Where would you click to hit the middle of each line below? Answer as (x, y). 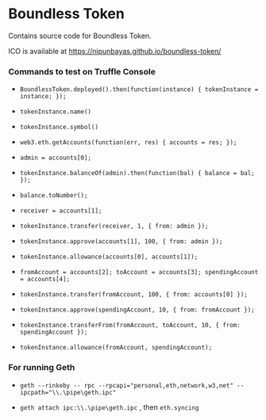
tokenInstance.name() (55, 112)
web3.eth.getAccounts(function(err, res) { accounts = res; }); (128, 143)
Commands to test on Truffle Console (82, 71)
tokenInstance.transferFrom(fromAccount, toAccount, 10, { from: (130, 326)
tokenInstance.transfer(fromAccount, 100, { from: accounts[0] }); (133, 295)
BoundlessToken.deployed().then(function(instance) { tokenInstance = (139, 90)
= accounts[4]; (45, 279)
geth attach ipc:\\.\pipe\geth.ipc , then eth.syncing (109, 407)
